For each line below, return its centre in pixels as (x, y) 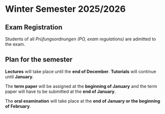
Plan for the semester (39, 60)
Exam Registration (34, 27)
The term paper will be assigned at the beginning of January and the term (81, 86)
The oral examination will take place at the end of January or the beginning (83, 101)
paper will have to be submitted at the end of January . (61, 91)
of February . (18, 106)
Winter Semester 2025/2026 (66, 9)
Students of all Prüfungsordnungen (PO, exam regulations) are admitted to (81, 39)
